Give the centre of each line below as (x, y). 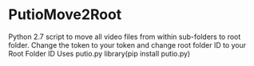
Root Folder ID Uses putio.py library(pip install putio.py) (99, 53)
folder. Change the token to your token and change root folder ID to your (127, 45)
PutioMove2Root (65, 15)
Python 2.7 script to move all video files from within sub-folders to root (125, 37)
